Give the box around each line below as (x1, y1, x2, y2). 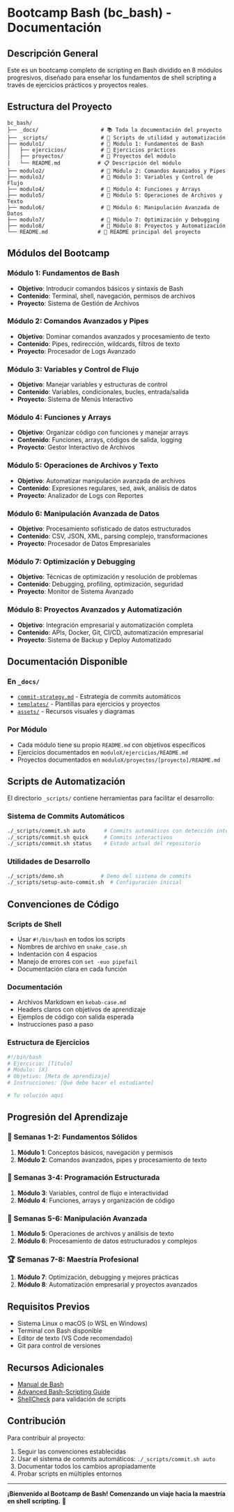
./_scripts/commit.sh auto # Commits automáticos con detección (7, 827, 214, 834)
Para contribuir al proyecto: (7, 1433, 86, 1442)
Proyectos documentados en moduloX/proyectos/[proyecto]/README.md (17, 755, 221, 764)
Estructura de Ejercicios (7, 1038, 91, 1048)
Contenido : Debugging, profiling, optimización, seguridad (17, 580, 183, 589)
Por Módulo (7, 725, 47, 734)
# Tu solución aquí (7, 1092, 64, 1099)
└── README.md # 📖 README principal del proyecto (7, 228, 201, 235)
